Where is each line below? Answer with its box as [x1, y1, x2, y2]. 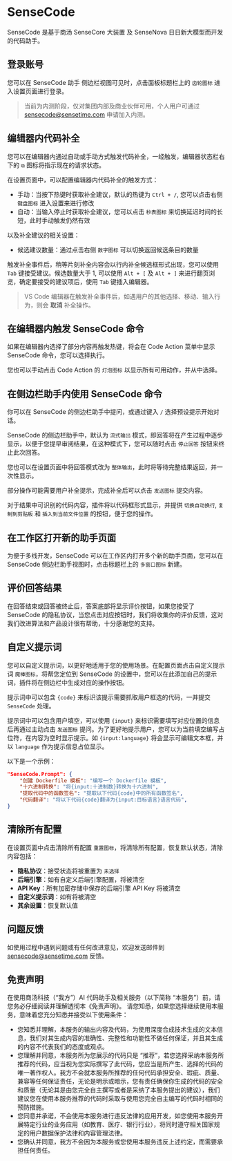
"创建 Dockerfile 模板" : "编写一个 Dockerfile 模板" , [19, 777, 167, 784]
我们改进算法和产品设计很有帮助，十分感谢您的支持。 [7, 619, 159, 627]
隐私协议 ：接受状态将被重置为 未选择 [17, 867, 119, 875]
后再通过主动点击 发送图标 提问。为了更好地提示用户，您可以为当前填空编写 [7, 725, 219, 733]
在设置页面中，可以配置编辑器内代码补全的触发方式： [7, 176, 159, 184]
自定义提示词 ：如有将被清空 [17, 892, 97, 900]
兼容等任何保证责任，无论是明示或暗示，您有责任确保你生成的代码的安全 [17, 1077, 223, 1086]
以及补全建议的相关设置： [7, 231, 80, 239]
